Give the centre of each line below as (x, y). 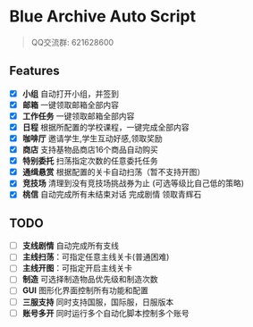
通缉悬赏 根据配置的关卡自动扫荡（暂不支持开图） (114, 172)
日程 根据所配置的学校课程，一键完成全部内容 (105, 127)
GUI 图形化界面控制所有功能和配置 (85, 290)
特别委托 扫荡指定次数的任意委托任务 (90, 161)
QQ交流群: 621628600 (72, 42)
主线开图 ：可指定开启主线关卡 (77, 268)
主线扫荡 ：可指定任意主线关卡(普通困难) (96, 257)
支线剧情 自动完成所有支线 (70, 246)
